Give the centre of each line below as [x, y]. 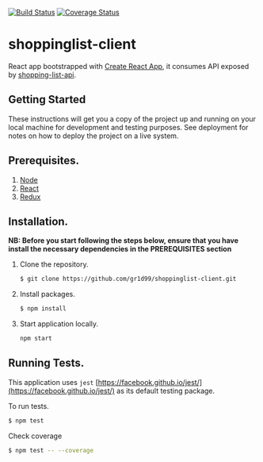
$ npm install [43, 309]
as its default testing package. [166, 391]
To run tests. [29, 406]
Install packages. [47, 295]
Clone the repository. [54, 264]
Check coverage [35, 436]
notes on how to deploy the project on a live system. [93, 136]
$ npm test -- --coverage [51, 450]
